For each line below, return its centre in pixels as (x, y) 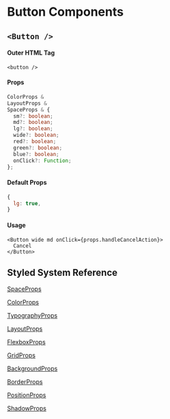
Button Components (66, 12)
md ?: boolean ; (33, 123)
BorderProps (25, 382)
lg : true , (27, 203)
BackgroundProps (32, 369)
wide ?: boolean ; (36, 135)
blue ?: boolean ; (36, 154)
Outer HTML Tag (31, 53)
